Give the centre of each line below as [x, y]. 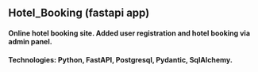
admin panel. [31, 41]
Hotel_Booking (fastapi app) [79, 13]
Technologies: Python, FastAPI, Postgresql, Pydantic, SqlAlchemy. [120, 59]
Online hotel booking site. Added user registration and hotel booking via [129, 33]
